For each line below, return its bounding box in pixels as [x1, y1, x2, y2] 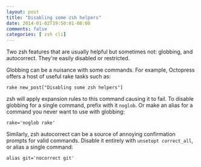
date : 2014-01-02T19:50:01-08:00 [6, 20, 91, 26]
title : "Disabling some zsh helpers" [6, 15, 102, 21]
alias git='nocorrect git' [6, 155, 74, 162]
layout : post [6, 9, 39, 15]
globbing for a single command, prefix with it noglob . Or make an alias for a [6, 101, 193, 109]
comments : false [6, 26, 47, 32]
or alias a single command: [6, 143, 74, 151]
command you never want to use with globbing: [6, 108, 125, 115]
